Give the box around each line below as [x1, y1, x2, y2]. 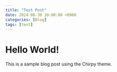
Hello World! [5, 44, 59, 56]
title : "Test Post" [5, 7, 47, 13]
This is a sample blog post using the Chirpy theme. [5, 61, 112, 67]
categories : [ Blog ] [5, 17, 47, 22]
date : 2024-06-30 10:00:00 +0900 [5, 12, 77, 17]
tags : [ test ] [5, 22, 33, 27]
